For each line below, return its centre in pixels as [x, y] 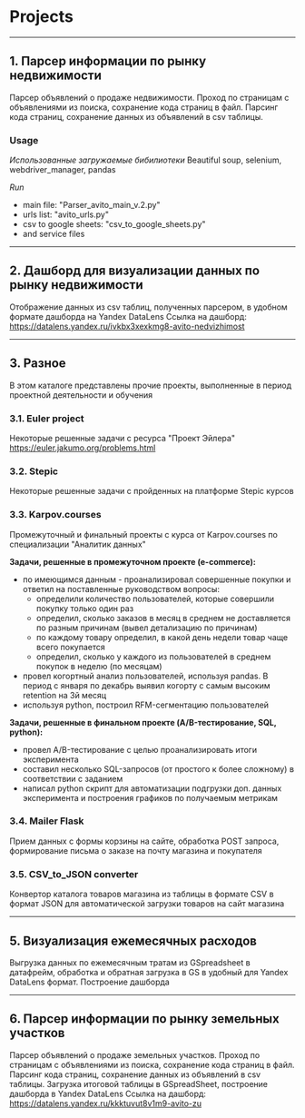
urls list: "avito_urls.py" [65, 214]
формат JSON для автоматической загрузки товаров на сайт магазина [147, 904]
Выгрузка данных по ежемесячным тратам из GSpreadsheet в [130, 962]
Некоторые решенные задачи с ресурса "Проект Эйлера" [123, 438]
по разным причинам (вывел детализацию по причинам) [147, 628]
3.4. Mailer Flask [47, 821]
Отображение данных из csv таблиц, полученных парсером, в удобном [148, 307]
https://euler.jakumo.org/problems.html [83, 448]
